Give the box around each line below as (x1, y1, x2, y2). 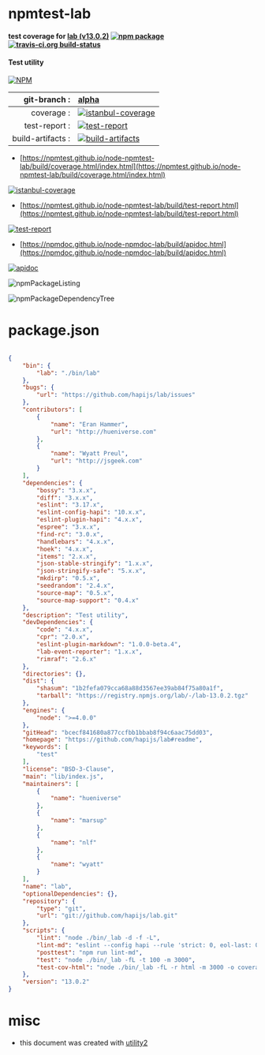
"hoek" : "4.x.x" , (36, 545, 93, 553)
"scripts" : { (22, 926, 65, 935)
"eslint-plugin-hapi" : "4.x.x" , (36, 516, 144, 524)
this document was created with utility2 (19, 1038, 148, 1047)
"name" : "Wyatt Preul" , (50, 450, 129, 458)
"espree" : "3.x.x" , (36, 523, 101, 531)
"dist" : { (22, 677, 55, 685)
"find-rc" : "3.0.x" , (36, 530, 104, 538)
